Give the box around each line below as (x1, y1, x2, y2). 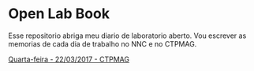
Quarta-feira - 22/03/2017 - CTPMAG (8, 54, 130, 64)
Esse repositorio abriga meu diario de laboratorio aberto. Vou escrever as (8, 31, 247, 40)
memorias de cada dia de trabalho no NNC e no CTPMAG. (8, 39, 197, 48)
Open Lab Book (8, 5, 110, 23)
